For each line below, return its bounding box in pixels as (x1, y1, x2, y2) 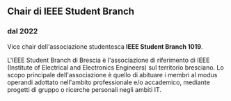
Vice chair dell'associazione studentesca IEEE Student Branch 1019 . (7, 42, 203, 51)
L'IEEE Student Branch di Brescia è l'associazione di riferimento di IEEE (7, 56, 210, 64)
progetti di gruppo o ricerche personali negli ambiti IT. (7, 85, 162, 93)
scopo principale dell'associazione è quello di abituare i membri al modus (7, 70, 218, 79)
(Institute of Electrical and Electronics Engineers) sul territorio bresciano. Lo (7, 63, 224, 72)
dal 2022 (7, 26, 38, 36)
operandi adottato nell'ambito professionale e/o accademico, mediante (7, 78, 210, 86)
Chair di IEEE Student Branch (7, 6, 134, 17)
